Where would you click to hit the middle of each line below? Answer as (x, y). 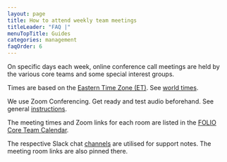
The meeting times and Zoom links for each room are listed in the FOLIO (112, 123)
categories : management (42, 40)
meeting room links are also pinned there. (68, 151)
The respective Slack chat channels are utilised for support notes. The (109, 144)
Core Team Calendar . (38, 130)
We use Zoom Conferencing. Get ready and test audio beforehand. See (110, 101)
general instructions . (37, 109)
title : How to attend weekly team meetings (72, 20)
